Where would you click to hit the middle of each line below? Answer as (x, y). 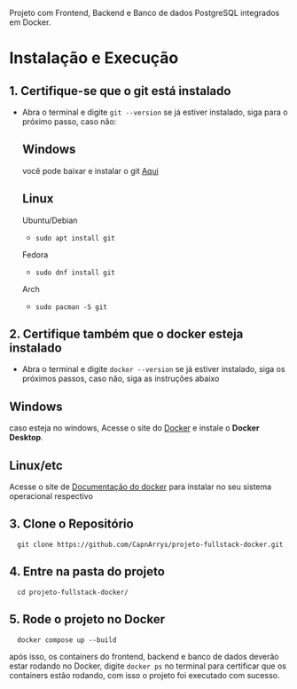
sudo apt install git (75, 238)
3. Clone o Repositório (72, 524)
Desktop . (26, 438)
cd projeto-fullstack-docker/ (73, 592)
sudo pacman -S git (71, 307)
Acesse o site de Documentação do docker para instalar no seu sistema (141, 487)
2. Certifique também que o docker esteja (126, 334)
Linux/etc (36, 465)
